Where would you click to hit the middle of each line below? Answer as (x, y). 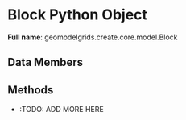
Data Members (45, 62)
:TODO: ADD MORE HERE (61, 110)
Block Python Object (78, 15)
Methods (31, 90)
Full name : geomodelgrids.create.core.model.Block (93, 37)
